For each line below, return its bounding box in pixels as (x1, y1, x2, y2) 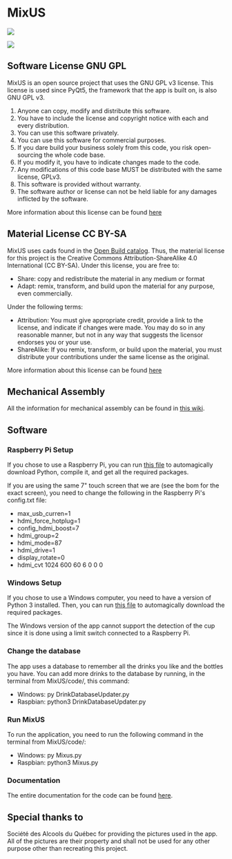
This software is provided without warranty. (17, 180, 142, 188)
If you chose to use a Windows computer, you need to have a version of (7, 594, 212, 602)
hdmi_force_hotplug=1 (17, 517, 81, 525)
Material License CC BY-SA (7, 228, 127, 240)
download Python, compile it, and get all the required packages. (7, 468, 189, 476)
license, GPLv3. (17, 173, 62, 181)
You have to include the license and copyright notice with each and (17, 114, 209, 122)
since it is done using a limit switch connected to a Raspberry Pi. (7, 629, 191, 637)
